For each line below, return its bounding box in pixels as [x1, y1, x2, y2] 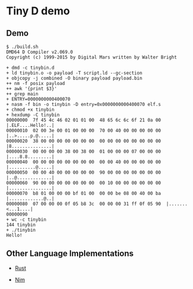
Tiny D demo [6, 4, 70, 18]
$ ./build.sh [6, 44, 39, 50]
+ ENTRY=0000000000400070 [6, 96, 70, 102]
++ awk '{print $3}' [6, 86, 58, 92]
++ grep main [6, 91, 39, 97]
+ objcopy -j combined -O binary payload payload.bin [6, 75, 143, 81]
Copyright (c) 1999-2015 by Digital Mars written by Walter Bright [6, 54, 178, 60]
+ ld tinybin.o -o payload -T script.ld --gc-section [6, 70, 143, 76]
